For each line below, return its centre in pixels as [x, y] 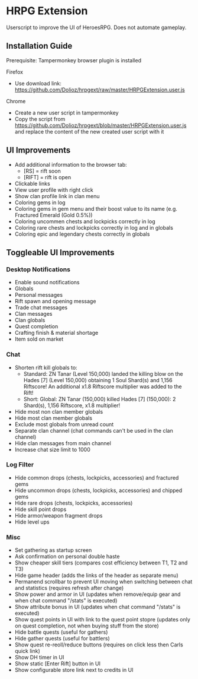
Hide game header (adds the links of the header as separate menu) [96, 575]
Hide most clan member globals [53, 418]
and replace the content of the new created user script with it [89, 131]
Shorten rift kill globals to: [46, 367]
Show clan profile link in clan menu [57, 196]
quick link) [27, 651]
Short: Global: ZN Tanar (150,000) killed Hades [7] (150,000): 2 [100, 399]
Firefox [15, 72]
